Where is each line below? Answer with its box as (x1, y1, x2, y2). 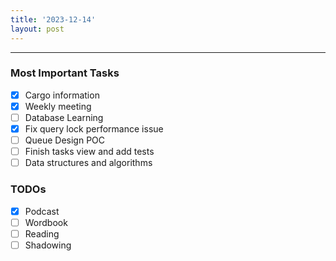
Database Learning (24, 111, 104, 123)
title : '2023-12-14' (10, 14, 97, 25)
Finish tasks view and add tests (24, 146, 155, 158)
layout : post (10, 24, 65, 34)
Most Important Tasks (10, 66, 120, 80)
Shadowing (24, 239, 72, 251)
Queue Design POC (24, 134, 106, 146)
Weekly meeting (24, 100, 92, 112)
